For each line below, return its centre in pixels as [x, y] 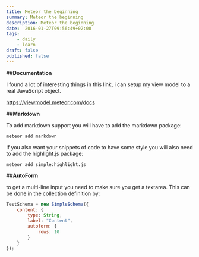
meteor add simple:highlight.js [46, 164]
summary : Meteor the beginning [45, 17]
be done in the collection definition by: [53, 193]
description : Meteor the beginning [50, 23]
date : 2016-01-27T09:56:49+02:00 [49, 28]
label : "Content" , [50, 221]
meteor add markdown [32, 136]
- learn [26, 45]
